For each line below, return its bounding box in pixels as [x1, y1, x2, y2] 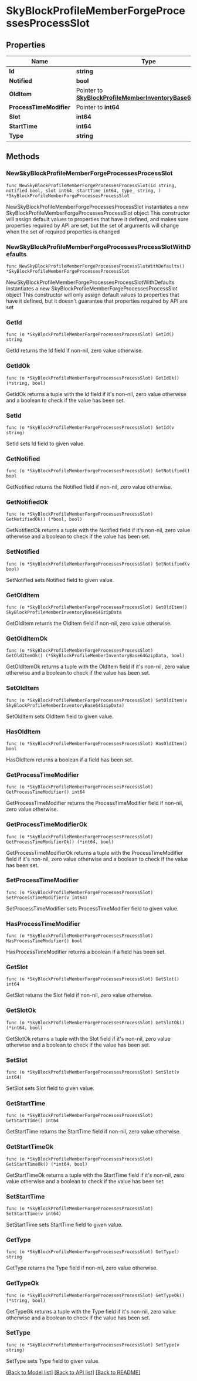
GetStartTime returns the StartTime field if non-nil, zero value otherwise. [6, 1128, 181, 1135]
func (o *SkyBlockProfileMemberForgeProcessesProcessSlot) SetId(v [6, 424, 175, 431]
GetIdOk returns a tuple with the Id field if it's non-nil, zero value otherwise [6, 390, 186, 397]
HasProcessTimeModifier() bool [6, 938, 83, 944]
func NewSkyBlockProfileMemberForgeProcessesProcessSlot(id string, [6, 182, 177, 188]
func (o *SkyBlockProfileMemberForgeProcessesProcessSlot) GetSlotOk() [6, 1020, 185, 1025]
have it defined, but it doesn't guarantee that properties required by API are [6, 297, 188, 304]
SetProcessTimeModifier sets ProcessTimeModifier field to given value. [6, 905, 179, 912]
